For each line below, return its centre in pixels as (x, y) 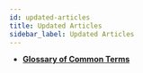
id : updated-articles (50, 17)
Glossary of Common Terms (76, 60)
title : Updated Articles (56, 26)
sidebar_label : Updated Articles (72, 34)
